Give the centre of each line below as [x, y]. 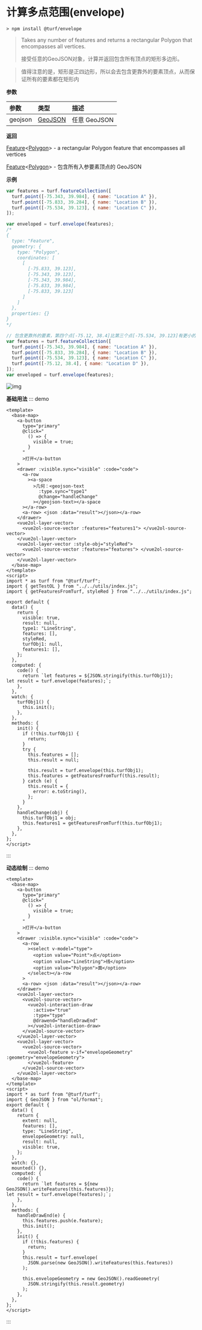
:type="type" [49, 1015]
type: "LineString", [48, 1131]
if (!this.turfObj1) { [50, 734]
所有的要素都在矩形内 [53, 79]
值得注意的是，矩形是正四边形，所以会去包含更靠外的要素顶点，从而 [105, 71]
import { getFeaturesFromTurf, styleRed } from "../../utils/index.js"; [99, 591]
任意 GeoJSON [93, 120]
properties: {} [31, 314]
